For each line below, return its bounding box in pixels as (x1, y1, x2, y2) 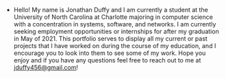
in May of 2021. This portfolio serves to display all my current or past (13, 35, 208, 43)
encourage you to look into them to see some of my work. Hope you (13, 49, 206, 57)
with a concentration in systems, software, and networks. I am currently (13, 20, 216, 28)
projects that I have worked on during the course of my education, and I (13, 42, 216, 50)
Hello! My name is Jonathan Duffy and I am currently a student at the (13, 6, 209, 14)
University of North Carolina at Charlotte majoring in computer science (13, 13, 214, 21)
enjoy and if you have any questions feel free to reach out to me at (13, 56, 201, 64)
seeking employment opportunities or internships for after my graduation (13, 27, 219, 35)
